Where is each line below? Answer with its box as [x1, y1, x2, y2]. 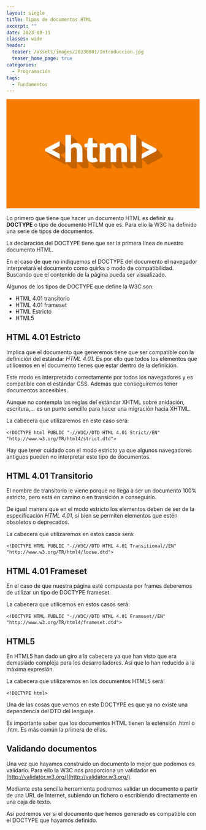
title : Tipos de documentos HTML [6, 16, 92, 23]
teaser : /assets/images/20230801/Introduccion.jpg [12, 49, 144, 55]
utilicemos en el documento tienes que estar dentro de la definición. [6, 362, 178, 369]
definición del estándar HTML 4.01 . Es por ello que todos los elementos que [6, 355, 197, 362]
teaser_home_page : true [12, 55, 72, 61]
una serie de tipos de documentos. [6, 227, 94, 235]
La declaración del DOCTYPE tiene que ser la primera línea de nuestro [6, 239, 184, 247]
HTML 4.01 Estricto [6, 332, 81, 342]
